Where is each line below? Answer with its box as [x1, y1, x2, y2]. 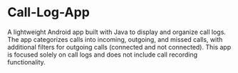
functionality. [7, 57, 46, 66]
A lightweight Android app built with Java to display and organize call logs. [7, 28, 227, 36]
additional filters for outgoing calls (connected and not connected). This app [7, 43, 232, 51]
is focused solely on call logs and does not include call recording [7, 50, 198, 59]
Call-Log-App [7, 4, 90, 21]
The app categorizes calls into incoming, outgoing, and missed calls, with [7, 35, 223, 43]
